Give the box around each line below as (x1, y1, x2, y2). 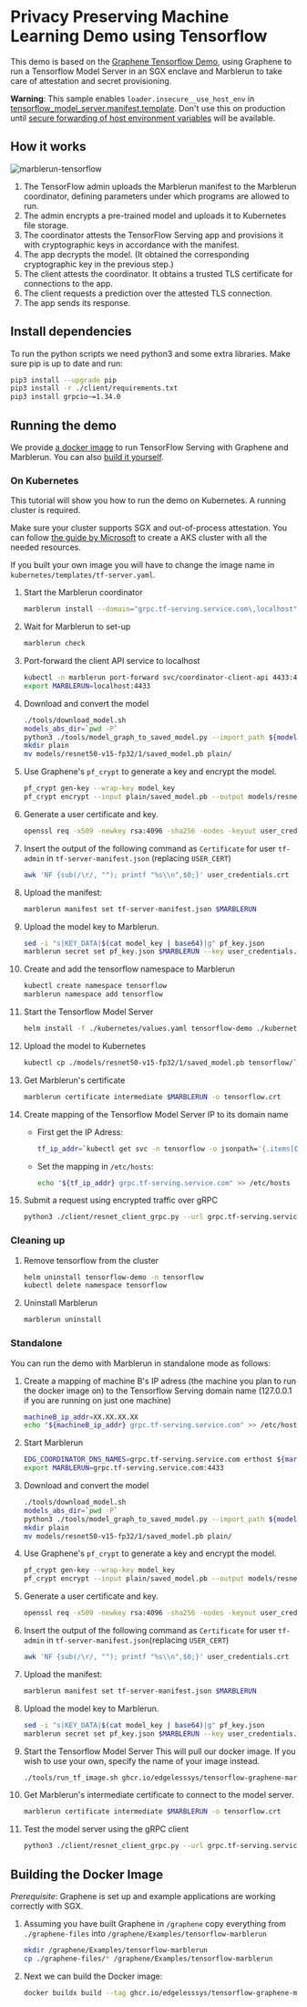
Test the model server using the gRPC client (23, 1823, 189, 1834)
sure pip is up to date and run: (10, 358, 124, 369)
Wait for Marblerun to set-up (23, 621, 131, 632)
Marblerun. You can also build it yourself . (10, 452, 165, 462)
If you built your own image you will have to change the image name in (10, 560, 275, 571)
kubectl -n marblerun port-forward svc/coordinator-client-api (23, 673, 270, 682)
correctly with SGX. (10, 1900, 84, 1911)
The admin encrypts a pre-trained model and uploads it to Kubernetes (23, 210, 287, 221)
